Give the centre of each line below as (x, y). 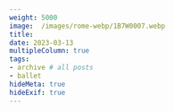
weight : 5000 (33, 17)
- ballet (25, 76)
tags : (19, 59)
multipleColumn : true (50, 51)
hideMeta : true (37, 84)
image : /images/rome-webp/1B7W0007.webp (87, 26)
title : (21, 34)
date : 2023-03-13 (41, 43)
